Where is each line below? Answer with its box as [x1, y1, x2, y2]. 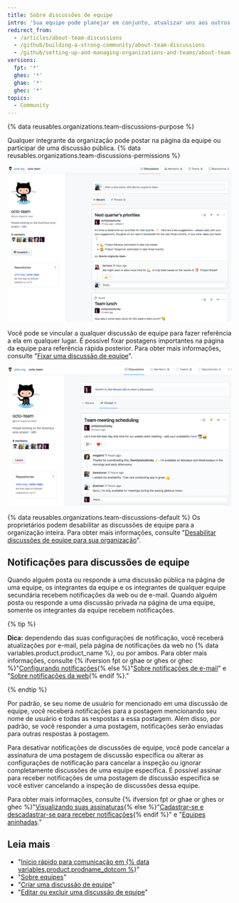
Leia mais [7, 839, 51, 851]
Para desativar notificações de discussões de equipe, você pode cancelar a [7, 743, 230, 752]
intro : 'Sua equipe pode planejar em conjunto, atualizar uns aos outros [7, 19, 231, 26]
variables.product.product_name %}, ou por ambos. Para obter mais [7, 648, 208, 657]
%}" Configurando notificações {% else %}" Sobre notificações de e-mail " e [7, 664, 226, 672]
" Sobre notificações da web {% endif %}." [7, 671, 129, 680]
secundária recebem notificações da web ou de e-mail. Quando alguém [7, 590, 218, 599]
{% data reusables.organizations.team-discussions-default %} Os [7, 513, 201, 522]
